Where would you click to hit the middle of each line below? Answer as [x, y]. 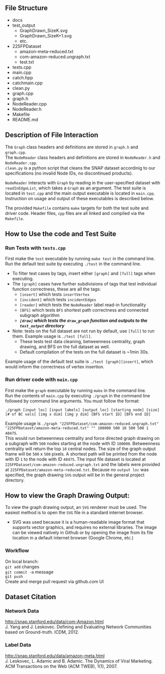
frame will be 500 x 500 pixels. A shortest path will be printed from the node [81, 454]
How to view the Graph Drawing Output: [67, 496]
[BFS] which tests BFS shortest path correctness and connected [84, 310]
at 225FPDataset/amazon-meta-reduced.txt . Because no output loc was [77, 469]
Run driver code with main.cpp [41, 380]
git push [14, 576]
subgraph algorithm [40, 316]
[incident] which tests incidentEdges [58, 300]
